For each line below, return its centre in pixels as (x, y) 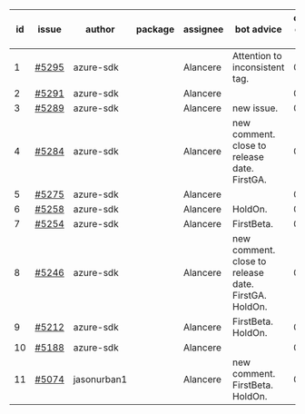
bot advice (259, 29)
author (100, 29)
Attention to (258, 56)
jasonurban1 (100, 379)
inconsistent (259, 67)
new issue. (256, 108)
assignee (203, 29)
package (155, 29)
